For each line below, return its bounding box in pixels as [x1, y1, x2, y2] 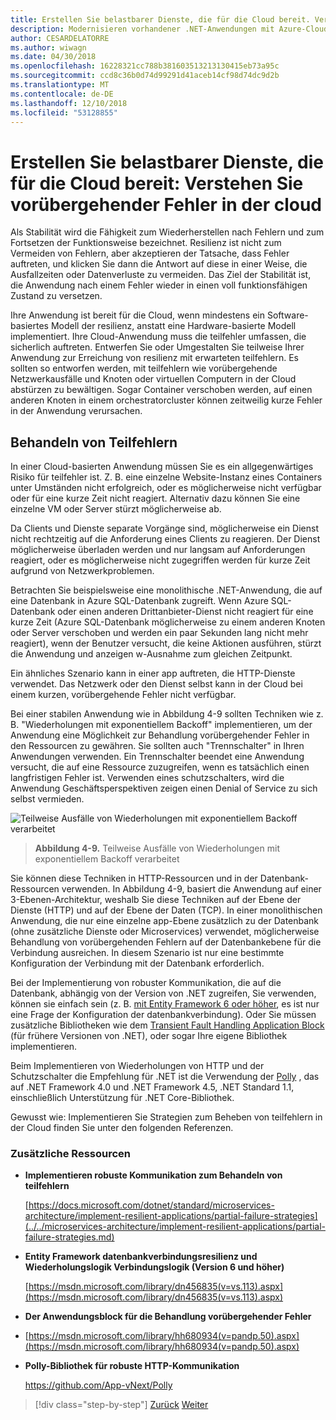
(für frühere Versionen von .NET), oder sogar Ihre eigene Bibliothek [10, 1030, 288, 1042]
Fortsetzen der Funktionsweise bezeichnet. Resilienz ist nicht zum [10, 237, 282, 249]
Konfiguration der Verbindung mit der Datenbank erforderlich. [10, 957, 265, 970]
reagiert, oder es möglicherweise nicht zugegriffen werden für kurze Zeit [10, 554, 311, 566]
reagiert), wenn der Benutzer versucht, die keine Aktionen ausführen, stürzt [10, 637, 322, 650]
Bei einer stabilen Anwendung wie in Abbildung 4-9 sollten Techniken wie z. [10, 708, 324, 720]
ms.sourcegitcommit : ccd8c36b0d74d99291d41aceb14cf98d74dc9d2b [10, 71, 280, 81]
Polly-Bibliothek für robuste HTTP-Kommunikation [24, 1360, 240, 1372]
